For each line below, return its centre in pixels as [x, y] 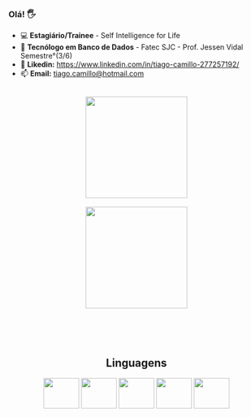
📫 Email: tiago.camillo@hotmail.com [82, 74]
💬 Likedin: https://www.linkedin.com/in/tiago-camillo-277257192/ [130, 64]
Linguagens [136, 363]
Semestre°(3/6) [46, 56]
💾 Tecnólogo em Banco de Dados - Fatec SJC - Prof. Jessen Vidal [132, 47]
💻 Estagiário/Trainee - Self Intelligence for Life [100, 36]
